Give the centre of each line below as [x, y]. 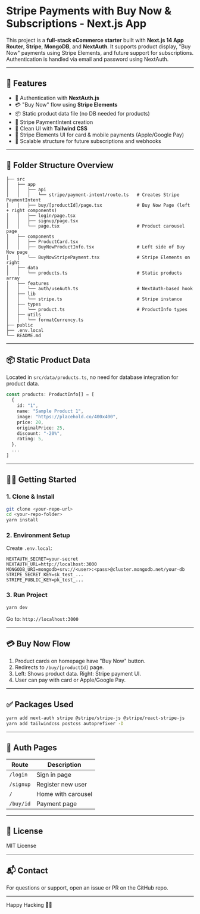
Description [64, 764]
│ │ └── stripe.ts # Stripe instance [94, 299]
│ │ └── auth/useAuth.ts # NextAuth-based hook [100, 288]
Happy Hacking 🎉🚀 [29, 905]
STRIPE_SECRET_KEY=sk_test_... [45, 575]
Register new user [62, 784]
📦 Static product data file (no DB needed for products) [82, 113]
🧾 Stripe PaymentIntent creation [54, 122]
